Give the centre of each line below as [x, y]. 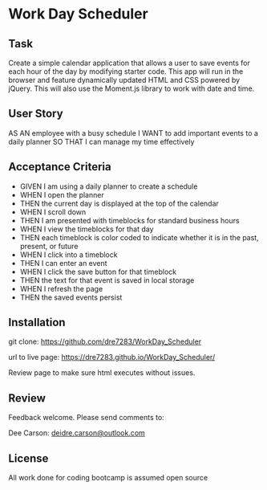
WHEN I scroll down [53, 212]
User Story [36, 114]
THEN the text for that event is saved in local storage [107, 280]
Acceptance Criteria [60, 167]
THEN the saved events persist [71, 297]
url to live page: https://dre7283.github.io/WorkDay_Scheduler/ [112, 357]
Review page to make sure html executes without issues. [102, 373]
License [28, 458]
